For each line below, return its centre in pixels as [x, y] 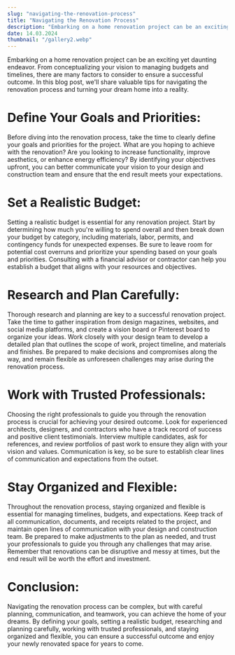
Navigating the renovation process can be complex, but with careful [105, 606]
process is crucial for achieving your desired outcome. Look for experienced [117, 422]
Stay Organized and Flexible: [92, 487]
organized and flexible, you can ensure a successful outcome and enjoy [111, 636]
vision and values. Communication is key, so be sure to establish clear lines [116, 451]
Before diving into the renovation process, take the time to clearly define [111, 137]
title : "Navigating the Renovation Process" [73, 20]
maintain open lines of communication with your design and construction [112, 529]
